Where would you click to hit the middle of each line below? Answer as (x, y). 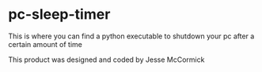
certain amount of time (46, 44)
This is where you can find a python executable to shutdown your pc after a (131, 36)
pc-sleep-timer (59, 14)
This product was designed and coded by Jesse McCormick (106, 59)
